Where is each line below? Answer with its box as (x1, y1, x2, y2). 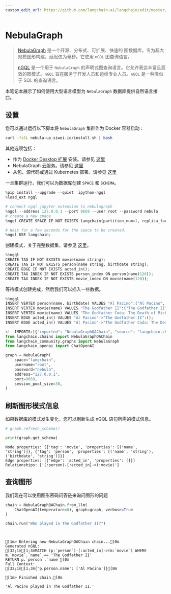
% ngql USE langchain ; (5, 232, 51, 238)
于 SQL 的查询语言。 (17, 77, 61, 83)
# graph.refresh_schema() (5, 426, 60, 431)
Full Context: (5, 562, 36, 567)
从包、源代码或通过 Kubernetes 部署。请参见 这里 (12, 169, 117, 175)
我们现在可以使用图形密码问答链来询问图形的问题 (5, 492, 108, 498)
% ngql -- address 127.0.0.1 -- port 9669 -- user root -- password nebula (5, 209, 158, 214)
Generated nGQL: (5, 544, 40, 549)
